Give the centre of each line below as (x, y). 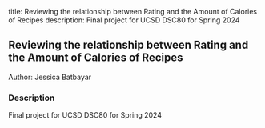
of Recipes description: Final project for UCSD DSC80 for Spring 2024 (124, 20)
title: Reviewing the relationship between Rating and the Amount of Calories (133, 12)
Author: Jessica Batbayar (50, 77)
